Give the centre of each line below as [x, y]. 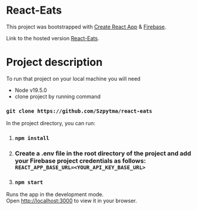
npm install [32, 138]
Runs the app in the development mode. [55, 195]
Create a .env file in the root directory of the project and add [103, 154]
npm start [29, 182]
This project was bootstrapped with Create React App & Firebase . [86, 27]
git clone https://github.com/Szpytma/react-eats [79, 111]
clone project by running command [58, 96]
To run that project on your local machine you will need [73, 78]
